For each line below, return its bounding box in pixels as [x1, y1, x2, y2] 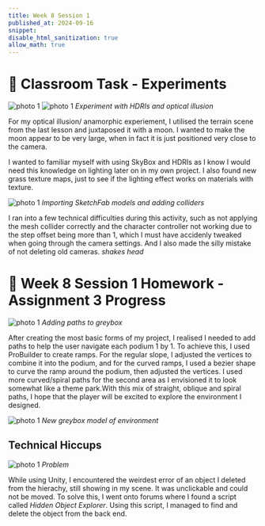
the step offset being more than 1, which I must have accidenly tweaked [8, 231, 242, 240]
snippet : [8, 26, 37, 34]
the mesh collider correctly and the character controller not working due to [8, 222, 252, 231]
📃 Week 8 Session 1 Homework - [8, 275, 224, 293]
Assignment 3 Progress [8, 292, 166, 310]
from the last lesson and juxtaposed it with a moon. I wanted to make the [8, 125, 245, 135]
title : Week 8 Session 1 [8, 11, 90, 20]
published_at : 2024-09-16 [8, 19, 93, 27]
